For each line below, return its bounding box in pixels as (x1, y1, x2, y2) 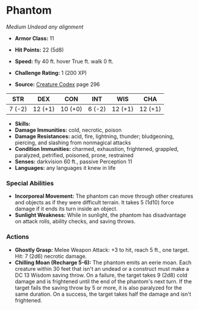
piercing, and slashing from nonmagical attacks (14, 139, 131, 146)
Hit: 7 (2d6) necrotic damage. (14, 252, 87, 260)
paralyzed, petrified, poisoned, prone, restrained (14, 151, 134, 159)
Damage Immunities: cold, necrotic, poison (14, 126, 122, 134)
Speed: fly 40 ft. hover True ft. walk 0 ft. (14, 58, 114, 65)
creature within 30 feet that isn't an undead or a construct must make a (14, 265, 189, 272)
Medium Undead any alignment (6, 23, 84, 30)
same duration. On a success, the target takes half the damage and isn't (14, 290, 191, 298)
